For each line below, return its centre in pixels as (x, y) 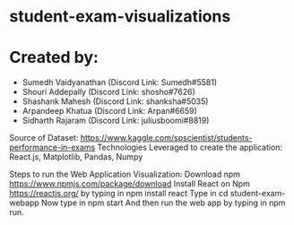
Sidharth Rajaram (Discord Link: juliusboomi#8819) (116, 121)
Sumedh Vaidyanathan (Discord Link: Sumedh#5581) (120, 82)
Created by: (54, 58)
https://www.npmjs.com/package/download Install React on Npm (130, 184)
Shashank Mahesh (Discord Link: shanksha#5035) (115, 101)
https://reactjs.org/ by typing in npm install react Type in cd (119, 194)
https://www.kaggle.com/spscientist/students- (166, 138)
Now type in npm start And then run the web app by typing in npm (164, 203)
